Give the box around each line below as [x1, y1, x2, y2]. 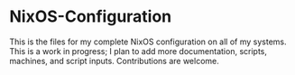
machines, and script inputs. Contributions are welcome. [9, 55, 219, 66]
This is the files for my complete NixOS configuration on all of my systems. [9, 36, 287, 47]
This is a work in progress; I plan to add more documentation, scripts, [9, 45, 268, 56]
